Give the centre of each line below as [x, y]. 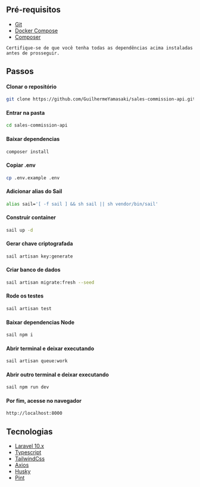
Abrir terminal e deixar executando [50, 348]
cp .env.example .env [33, 178]
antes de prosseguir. [33, 53]
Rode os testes [25, 296]
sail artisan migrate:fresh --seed [50, 282]
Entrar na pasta [26, 112]
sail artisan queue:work [37, 361]
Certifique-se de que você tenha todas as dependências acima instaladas [100, 48]
